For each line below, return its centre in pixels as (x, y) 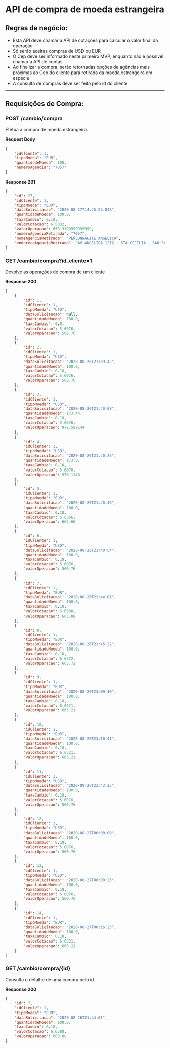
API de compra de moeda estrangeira (85, 9)
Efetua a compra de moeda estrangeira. (47, 129)
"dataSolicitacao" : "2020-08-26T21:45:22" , (70, 644)
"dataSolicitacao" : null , (51, 314)
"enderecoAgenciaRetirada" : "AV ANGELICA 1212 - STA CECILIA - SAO (87, 243)
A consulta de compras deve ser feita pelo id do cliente (70, 83)
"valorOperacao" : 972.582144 (54, 427)
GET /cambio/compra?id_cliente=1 (49, 261)
